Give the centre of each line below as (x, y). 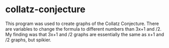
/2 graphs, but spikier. (28, 40)
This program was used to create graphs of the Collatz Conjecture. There (82, 23)
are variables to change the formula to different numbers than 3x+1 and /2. (83, 29)
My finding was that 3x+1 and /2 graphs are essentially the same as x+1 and (85, 34)
